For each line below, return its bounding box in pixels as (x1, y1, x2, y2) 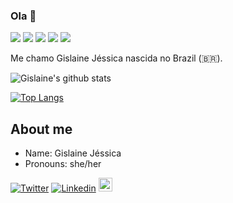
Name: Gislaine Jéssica (24, 147, 122, 159)
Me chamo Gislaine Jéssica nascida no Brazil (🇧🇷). (10, 52, 223, 64)
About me (10, 120, 73, 138)
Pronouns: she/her (24, 158, 102, 170)
